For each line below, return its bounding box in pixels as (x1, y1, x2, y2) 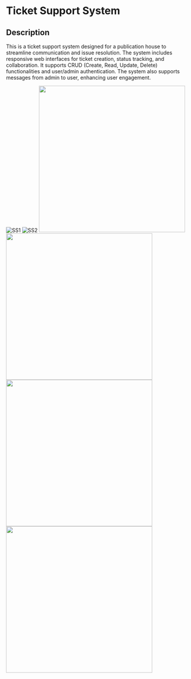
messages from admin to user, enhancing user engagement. (6, 74, 151, 81)
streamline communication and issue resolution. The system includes (6, 49, 172, 56)
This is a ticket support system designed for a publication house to (6, 43, 166, 50)
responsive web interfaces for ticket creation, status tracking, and (6, 56, 165, 62)
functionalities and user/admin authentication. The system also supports (6, 68, 180, 74)
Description (6, 28, 50, 37)
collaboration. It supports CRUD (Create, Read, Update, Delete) (6, 62, 158, 69)
